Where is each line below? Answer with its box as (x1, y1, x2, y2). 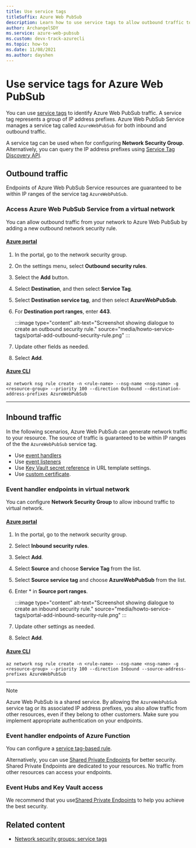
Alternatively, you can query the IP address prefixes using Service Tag (6, 145, 175, 152)
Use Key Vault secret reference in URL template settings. (14, 464, 151, 471)
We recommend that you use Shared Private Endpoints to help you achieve (6, 796, 185, 803)
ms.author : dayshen (6, 52, 54, 58)
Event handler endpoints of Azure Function (6, 731, 131, 740)
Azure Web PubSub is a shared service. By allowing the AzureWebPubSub (6, 698, 177, 705)
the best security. (6, 803, 48, 810)
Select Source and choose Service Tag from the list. (14, 565, 141, 572)
